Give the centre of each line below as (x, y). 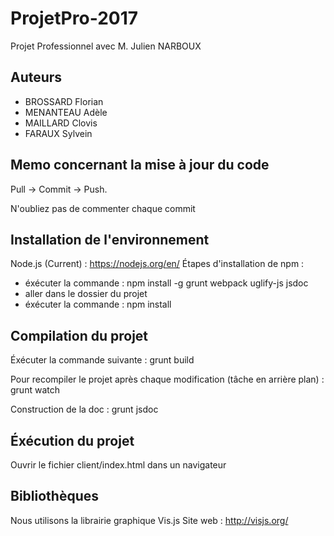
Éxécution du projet (72, 440)
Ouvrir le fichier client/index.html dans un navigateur (118, 465)
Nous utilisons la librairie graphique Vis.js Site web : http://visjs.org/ (149, 520)
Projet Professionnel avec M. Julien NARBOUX (106, 46)
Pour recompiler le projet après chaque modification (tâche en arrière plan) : (167, 379)
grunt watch (35, 390)
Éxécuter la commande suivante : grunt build (102, 360)
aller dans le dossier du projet (86, 294)
